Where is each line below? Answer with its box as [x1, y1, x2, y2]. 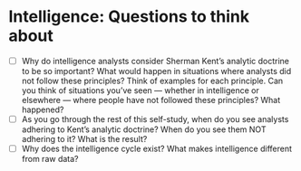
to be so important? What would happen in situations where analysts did [21, 66, 292, 76]
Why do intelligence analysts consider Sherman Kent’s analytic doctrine [21, 55, 290, 66]
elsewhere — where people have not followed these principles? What [21, 95, 281, 105]
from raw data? [21, 154, 79, 165]
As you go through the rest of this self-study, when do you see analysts [21, 114, 289, 124]
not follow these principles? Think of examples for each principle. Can [21, 75, 284, 86]
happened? [21, 104, 64, 115]
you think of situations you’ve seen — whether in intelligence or [21, 85, 259, 96]
